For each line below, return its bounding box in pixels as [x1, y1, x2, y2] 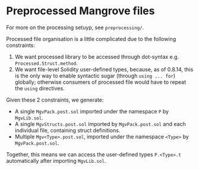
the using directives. [14, 84, 65, 92]
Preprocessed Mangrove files [6, 4, 155, 18]
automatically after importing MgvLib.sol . [6, 157, 106, 164]
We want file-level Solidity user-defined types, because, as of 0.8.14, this [14, 65, 194, 73]
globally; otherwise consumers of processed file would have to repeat [14, 78, 186, 86]
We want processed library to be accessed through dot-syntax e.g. [14, 53, 179, 60]
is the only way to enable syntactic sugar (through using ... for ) [14, 72, 176, 79]
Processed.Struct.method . [14, 59, 78, 67]
